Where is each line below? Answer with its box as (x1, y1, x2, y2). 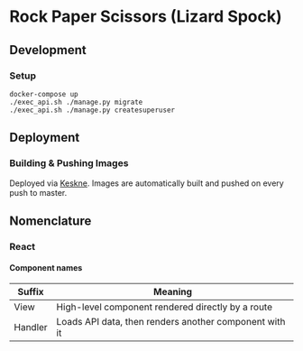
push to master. (9, 187, 68, 198)
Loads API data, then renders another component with (56, 316, 286, 328)
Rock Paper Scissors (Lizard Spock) (9, 6, 282, 27)
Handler (14, 321, 48, 334)
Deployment (9, 130, 80, 145)
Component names (9, 263, 83, 273)
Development (9, 42, 87, 58)
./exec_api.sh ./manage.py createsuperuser (9, 106, 176, 115)
